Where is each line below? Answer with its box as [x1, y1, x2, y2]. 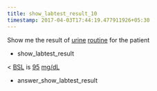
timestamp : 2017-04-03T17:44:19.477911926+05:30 [7, 17, 150, 24]
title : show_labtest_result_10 [7, 10, 98, 17]
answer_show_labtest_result [17, 76, 98, 84]
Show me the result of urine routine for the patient [7, 35, 150, 44]
